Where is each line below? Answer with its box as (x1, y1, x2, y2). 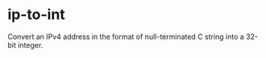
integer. (18, 40, 44, 49)
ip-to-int (7, 6, 65, 24)
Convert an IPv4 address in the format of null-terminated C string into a (7, 32, 245, 41)
